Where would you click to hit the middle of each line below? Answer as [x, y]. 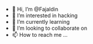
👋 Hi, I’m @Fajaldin [35, 9]
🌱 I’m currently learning [41, 22]
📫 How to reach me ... [40, 35]
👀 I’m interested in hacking [45, 15]
